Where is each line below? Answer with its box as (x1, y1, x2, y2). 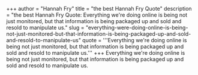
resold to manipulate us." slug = (6, 24, 85, 31)
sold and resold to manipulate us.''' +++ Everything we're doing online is (6, 49, 185, 56)
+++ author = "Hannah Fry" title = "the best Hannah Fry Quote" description (6, 5, 192, 12)
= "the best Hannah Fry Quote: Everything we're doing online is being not (6, 11, 188, 18)
